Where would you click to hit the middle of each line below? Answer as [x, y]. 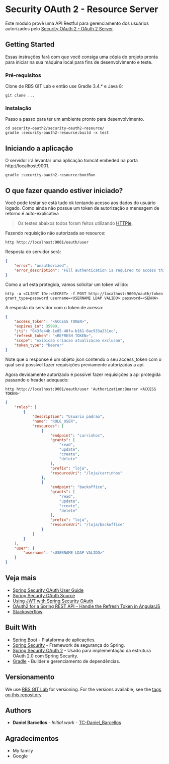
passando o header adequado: [37, 380]
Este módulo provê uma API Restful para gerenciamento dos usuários [77, 23]
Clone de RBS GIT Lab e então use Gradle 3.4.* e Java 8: [64, 86]
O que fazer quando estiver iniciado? [64, 190]
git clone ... [20, 96]
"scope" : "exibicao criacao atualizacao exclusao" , [69, 340]
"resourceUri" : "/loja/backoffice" [87, 525]
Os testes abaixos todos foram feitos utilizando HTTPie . [75, 223]
